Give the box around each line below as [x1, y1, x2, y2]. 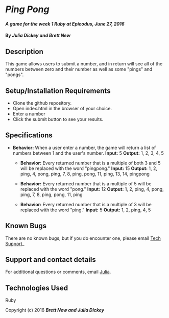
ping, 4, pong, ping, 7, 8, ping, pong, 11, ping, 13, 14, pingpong [20, 170, 150, 177]
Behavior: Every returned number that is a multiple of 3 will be [20, 201, 152, 207]
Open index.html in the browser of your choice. [12, 106, 112, 111]
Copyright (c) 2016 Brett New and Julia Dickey [5, 307, 105, 313]
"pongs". [5, 71, 24, 78]
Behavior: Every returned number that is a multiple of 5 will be [20, 180, 152, 187]
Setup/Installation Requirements [5, 86, 111, 95]
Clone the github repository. [12, 100, 72, 106]
